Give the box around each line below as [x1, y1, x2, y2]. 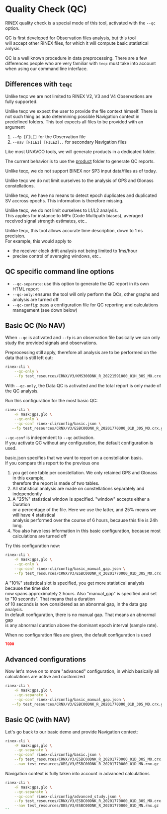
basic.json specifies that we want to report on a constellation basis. [5, 455, 143, 461]
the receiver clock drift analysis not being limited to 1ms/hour [12, 248, 138, 254]
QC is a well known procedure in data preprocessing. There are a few [5, 55, 148, 61]
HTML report [12, 286, 39, 292]
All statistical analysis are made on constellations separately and [12, 486, 145, 492]
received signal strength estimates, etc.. [5, 218, 87, 224]
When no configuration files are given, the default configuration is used [5, 632, 152, 637]
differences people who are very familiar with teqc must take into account [5, 60, 156, 66]
